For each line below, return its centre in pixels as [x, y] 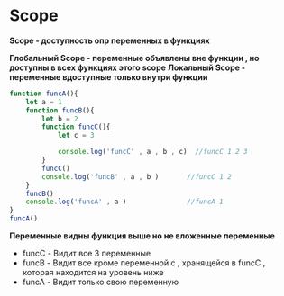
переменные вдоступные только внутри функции [109, 76]
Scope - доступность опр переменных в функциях [110, 40]
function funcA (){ [44, 94]
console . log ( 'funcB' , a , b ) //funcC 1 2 [137, 176]
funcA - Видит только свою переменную [100, 282]
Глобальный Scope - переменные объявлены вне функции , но [134, 58]
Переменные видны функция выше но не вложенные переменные [142, 236]
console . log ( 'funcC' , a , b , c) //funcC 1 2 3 [152, 152]
